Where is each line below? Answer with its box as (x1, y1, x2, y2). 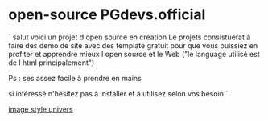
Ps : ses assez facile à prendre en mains (8, 73, 142, 83)
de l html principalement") (8, 58, 95, 67)
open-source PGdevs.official (8, 6, 206, 24)
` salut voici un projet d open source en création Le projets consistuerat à (8, 32, 251, 42)
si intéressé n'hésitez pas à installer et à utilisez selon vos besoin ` (8, 88, 229, 98)
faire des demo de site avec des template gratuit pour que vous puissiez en (8, 40, 258, 50)
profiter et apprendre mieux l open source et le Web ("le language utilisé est (8, 49, 260, 59)
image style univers (8, 104, 74, 114)
